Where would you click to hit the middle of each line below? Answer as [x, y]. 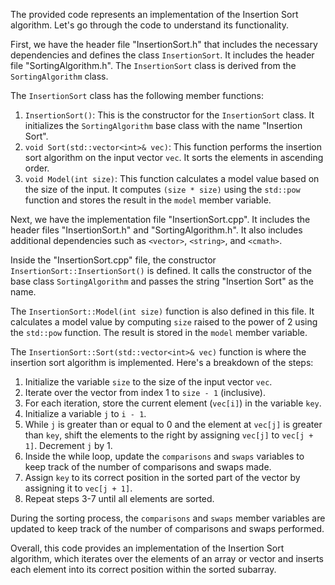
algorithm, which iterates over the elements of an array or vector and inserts [167, 558]
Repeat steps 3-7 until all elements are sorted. [119, 498]
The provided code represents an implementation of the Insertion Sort [154, 14]
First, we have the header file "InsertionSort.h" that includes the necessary [164, 44]
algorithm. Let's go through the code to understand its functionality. [149, 25]
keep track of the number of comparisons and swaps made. [148, 467]
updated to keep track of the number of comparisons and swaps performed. [167, 528]
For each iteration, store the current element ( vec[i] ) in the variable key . [173, 403]
